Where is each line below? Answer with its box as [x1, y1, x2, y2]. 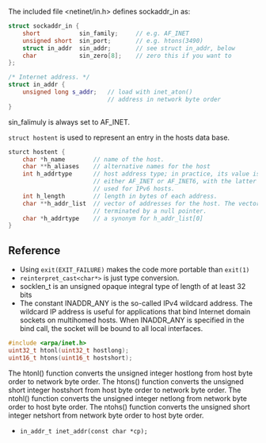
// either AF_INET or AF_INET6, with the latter [93, 178, 257, 186]
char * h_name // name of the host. [22, 155, 165, 164]
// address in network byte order [107, 95, 222, 103]
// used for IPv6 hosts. [93, 185, 176, 193]
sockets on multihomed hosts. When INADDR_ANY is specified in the [19, 315, 245, 325]
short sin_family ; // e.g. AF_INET [22, 29, 190, 37]
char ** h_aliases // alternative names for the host [22, 163, 211, 171]
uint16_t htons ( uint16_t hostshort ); [8, 353, 133, 362]
